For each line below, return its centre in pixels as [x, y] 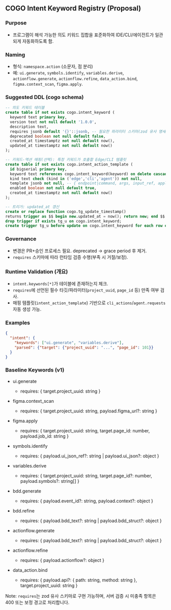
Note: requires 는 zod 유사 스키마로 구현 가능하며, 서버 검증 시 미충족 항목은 [81, 596]
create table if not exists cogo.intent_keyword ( [60, 113]
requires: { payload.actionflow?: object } [62, 560]
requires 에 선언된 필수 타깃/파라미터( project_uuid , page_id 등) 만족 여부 [86, 290]
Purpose [16, 23]
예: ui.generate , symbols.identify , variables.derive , [68, 72]
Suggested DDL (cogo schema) [45, 97]
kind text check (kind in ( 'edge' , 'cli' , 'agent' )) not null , [76, 179]
